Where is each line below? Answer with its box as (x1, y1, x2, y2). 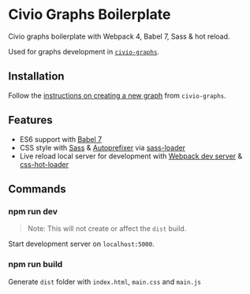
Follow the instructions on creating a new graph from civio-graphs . (8, 91, 226, 100)
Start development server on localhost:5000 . (8, 239, 155, 249)
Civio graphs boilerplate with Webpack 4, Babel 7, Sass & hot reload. (8, 32, 230, 41)
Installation (8, 69, 65, 84)
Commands (8, 182, 67, 195)
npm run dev (8, 206, 58, 217)
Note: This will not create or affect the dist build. (27, 224, 187, 233)
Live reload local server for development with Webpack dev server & (19, 151, 243, 161)
